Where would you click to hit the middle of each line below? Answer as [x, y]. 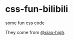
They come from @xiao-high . [35, 32]
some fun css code [25, 23]
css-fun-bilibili [37, 9]
